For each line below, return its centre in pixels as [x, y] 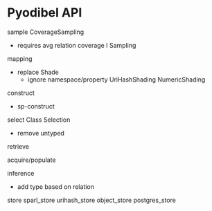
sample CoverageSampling [46, 32]
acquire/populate [32, 160]
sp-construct [36, 106]
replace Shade [38, 72]
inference [21, 173]
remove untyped [41, 133]
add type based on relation [56, 186]
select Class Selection [39, 120]
